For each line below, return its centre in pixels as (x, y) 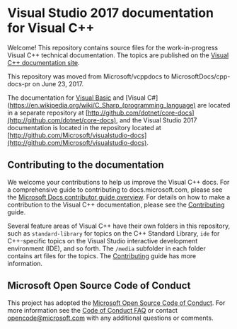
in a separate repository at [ (48, 112)
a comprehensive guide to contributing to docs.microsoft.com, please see (115, 190)
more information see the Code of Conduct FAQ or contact (93, 310)
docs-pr (19, 83)
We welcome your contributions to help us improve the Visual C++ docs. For (118, 182)
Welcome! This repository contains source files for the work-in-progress (112, 47)
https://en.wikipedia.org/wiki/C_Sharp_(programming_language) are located (120, 105)
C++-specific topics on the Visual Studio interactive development (103, 241)
